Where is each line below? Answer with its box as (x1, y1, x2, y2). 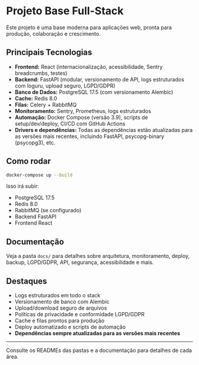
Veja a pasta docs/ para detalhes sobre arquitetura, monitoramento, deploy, (6, 253, 190, 260)
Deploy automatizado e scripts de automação (14, 323, 126, 331)
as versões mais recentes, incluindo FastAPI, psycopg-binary (14, 133, 165, 140)
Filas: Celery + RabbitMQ (14, 101, 77, 108)
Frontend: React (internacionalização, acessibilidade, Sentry (14, 63, 163, 70)
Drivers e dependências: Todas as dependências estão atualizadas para (14, 126, 193, 133)
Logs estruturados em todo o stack (14, 292, 101, 299)
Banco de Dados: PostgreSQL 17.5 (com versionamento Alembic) (14, 88, 174, 96)
